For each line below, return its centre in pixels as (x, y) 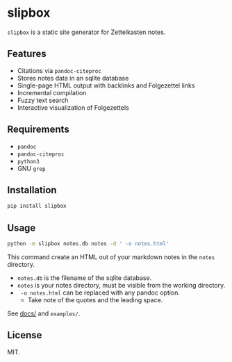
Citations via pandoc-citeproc (59, 70)
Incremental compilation (52, 92)
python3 (28, 161)
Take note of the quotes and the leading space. (95, 299)
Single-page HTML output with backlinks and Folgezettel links (106, 85)
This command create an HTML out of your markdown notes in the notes (111, 257)
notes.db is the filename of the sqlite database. (84, 278)
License (25, 335)
